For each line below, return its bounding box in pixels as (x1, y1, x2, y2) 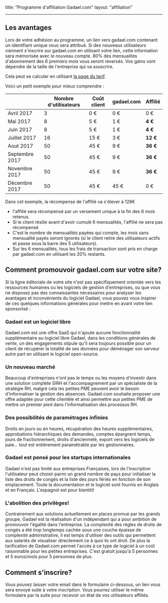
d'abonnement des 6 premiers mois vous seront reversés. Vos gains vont (5, 58, 156, 64)
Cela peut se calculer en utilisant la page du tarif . (5, 73, 106, 79)
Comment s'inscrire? (5, 568, 72, 577)
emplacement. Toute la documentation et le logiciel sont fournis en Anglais (5, 481, 159, 487)
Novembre (7, 165, 32, 172)
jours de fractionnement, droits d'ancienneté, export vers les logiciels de (5, 436, 155, 442)
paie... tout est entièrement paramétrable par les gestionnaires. (5, 442, 135, 448)
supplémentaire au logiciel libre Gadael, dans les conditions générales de (5, 335, 156, 341)
